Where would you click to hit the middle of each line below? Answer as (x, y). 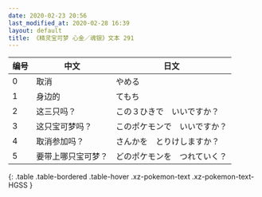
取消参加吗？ (61, 142)
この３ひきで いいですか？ (168, 112)
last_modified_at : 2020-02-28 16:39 (69, 23)
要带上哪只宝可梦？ (72, 156)
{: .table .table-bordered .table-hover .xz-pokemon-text (100, 177)
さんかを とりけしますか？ (168, 142)
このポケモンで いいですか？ (172, 127)
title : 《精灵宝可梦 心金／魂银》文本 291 (71, 38)
